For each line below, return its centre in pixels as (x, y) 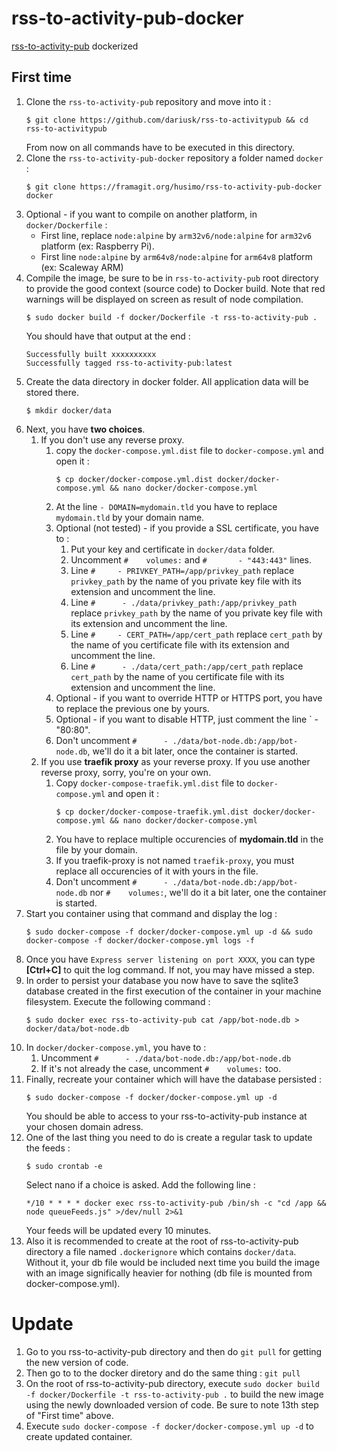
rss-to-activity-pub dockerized (75, 46)
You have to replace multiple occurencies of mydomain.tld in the (189, 839)
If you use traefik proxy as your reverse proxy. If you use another (175, 761)
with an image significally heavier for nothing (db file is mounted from (169, 1273)
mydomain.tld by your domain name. (130, 517)
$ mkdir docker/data (68, 410)
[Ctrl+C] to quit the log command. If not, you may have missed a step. (170, 969)
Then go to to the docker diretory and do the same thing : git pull (163, 1373)
